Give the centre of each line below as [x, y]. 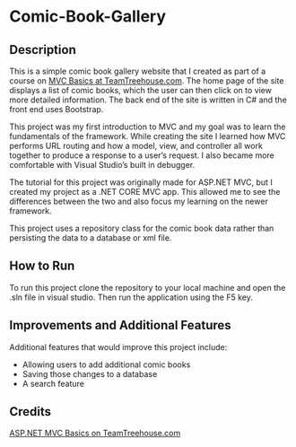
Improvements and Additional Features [120, 325]
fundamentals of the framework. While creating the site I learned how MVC [148, 136]
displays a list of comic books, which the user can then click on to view [140, 90]
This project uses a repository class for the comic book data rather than [142, 228]
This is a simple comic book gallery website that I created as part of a [138, 71]
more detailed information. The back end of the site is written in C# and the [148, 100]
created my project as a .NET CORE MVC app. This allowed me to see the [145, 192]
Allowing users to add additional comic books [106, 364]
